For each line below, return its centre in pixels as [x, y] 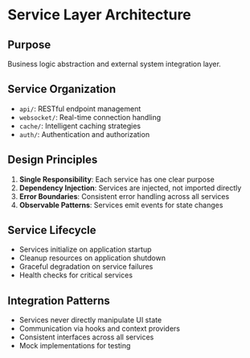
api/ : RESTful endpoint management [80, 108]
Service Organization [62, 89]
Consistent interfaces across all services [86, 337]
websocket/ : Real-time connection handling [90, 117]
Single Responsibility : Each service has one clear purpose [117, 179]
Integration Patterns [59, 300]
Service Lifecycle [52, 230]
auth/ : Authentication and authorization [84, 134]
